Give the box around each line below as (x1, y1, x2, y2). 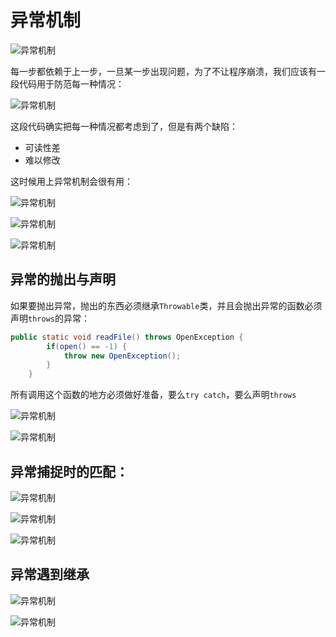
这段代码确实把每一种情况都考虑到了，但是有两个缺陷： (10, 120, 238, 132)
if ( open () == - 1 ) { (46, 341, 128, 351)
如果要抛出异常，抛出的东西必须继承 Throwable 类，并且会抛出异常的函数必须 (10, 299, 323, 311)
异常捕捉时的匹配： (10, 463, 129, 480)
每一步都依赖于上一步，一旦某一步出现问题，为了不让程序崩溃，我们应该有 (10, 65, 317, 77)
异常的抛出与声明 (10, 271, 116, 288)
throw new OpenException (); (63, 351, 182, 361)
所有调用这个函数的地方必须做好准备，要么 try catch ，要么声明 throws (10, 389, 297, 401)
